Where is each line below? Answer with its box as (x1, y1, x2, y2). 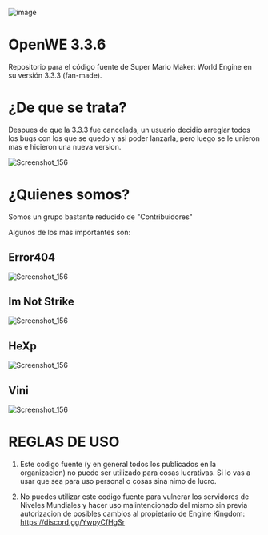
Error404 (8, 250, 56, 264)
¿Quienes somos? (8, 186, 130, 204)
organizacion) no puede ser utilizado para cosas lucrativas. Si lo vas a (19, 468, 250, 477)
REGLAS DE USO (8, 433, 120, 451)
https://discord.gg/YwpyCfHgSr (19, 517, 126, 527)
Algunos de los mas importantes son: (8, 227, 131, 237)
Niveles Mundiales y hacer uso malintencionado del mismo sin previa (19, 501, 248, 509)
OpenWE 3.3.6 (8, 36, 106, 54)
